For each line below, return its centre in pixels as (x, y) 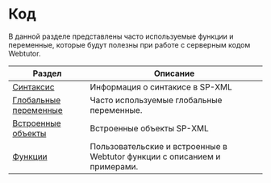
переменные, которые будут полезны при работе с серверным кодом (129, 44)
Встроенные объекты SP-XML (150, 128)
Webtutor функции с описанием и (155, 156)
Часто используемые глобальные (156, 100)
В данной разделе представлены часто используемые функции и (121, 36)
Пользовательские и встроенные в (159, 146)
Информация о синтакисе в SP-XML (161, 87)
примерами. (114, 166)
